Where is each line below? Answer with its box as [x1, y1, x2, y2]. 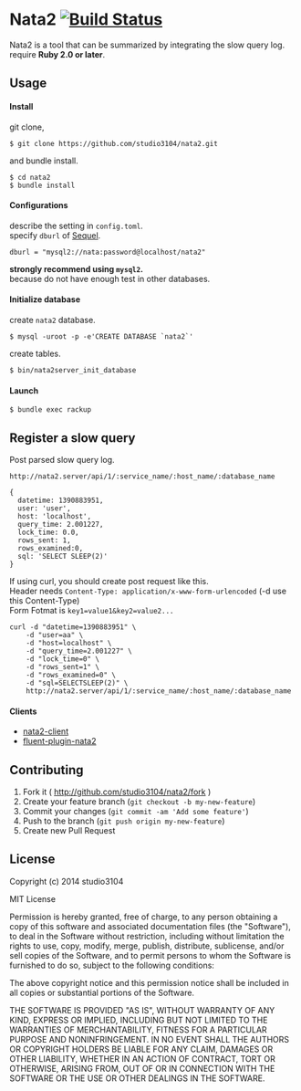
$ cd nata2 [9, 173, 51, 182]
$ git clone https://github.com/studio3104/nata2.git [9, 139, 219, 148]
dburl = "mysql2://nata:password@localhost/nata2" [9, 247, 206, 257]
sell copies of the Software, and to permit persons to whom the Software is [9, 949, 292, 960]
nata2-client [22, 726, 69, 737]
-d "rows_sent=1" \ [26, 662, 100, 671]
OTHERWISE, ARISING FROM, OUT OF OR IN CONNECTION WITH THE [9, 1063, 275, 1074]
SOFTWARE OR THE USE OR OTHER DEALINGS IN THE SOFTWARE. [9, 1073, 265, 1084]
